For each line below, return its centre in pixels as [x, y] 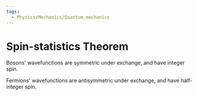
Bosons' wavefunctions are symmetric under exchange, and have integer [95, 63]
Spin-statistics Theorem [67, 47]
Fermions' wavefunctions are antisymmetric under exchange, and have [93, 81]
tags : [13, 12]
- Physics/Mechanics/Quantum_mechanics [61, 17]
